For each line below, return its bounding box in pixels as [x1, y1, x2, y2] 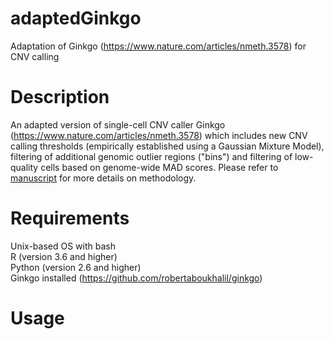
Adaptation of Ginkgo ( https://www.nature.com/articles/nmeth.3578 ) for [10, 40, 307, 52]
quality [10, 161, 39, 173]
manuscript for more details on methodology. [10, 172, 197, 184]
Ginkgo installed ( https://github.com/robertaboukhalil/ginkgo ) [10, 272, 263, 284]
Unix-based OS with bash [10, 240, 116, 252]
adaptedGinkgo [10, 7, 142, 30]
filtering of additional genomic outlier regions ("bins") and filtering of [10, 150, 293, 162]
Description [10, 86, 110, 109]
